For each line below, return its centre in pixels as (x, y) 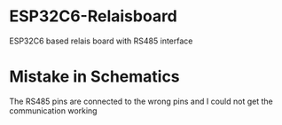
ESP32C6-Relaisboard (93, 16)
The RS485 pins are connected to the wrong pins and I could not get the (141, 101)
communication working (53, 110)
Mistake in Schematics (94, 77)
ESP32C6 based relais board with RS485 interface (101, 41)
